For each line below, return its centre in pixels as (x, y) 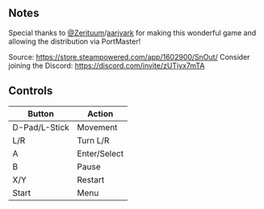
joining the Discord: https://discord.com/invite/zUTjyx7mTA (107, 65)
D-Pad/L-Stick (41, 127)
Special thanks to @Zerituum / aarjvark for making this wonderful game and (132, 32)
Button (41, 114)
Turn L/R (93, 140)
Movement (97, 127)
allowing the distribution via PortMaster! (75, 41)
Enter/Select (100, 153)
